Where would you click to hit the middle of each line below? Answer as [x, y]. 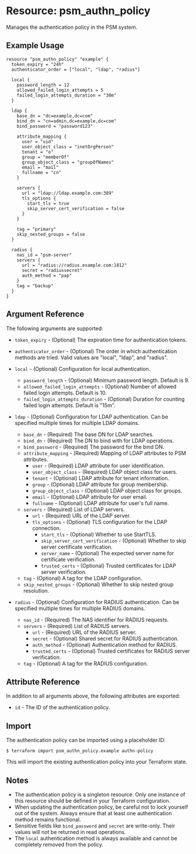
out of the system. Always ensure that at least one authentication [93, 813]
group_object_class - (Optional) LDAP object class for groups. [107, 490]
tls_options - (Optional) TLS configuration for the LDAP [99, 521]
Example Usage [35, 46]
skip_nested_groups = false [51, 234]
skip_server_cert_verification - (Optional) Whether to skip [114, 540]
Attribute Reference [43, 682]
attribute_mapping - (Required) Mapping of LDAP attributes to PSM [105, 453]
